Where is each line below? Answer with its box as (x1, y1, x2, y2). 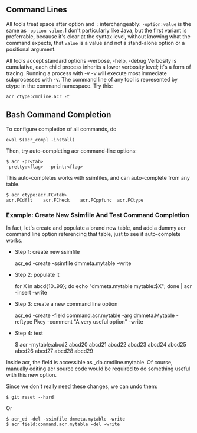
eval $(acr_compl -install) (6, 137, 75, 143)
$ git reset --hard (6, 394, 54, 400)
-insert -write (14, 289, 47, 296)
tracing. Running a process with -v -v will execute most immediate (6, 69, 167, 76)
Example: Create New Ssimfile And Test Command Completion (6, 211, 190, 219)
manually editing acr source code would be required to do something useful (6, 365, 191, 372)
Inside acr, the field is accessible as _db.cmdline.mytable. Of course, (6, 358, 173, 366)
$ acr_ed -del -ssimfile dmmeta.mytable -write (6, 416, 126, 422)
